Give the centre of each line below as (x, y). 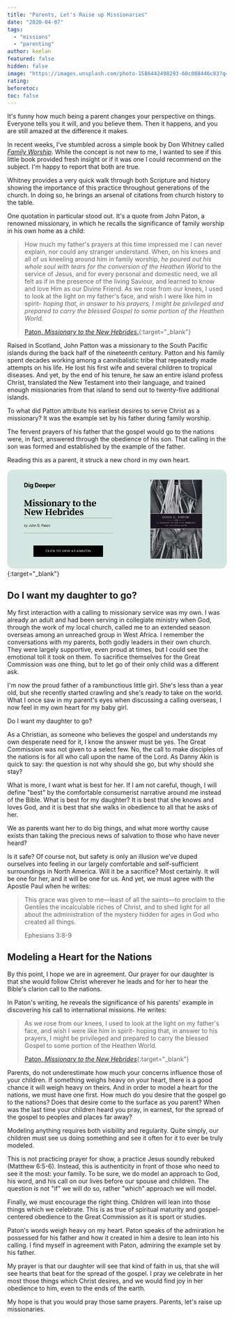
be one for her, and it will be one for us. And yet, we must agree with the (111, 878)
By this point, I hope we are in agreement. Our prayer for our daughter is (111, 974)
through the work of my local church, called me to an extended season (109, 627)
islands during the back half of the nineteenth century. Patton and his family (116, 353)
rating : (18, 81)
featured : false (31, 59)
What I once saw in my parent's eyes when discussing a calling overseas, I (114, 700)
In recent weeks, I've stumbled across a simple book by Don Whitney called (116, 145)
